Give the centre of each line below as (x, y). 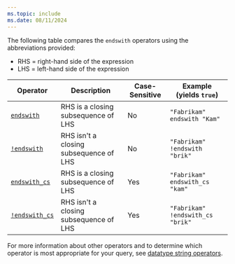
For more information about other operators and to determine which (105, 245)
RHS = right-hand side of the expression (76, 61)
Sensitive (145, 95)
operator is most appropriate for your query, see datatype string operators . (115, 253)
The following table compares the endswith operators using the (98, 40)
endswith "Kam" (195, 119)
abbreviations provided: (41, 48)
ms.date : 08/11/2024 (37, 20)
